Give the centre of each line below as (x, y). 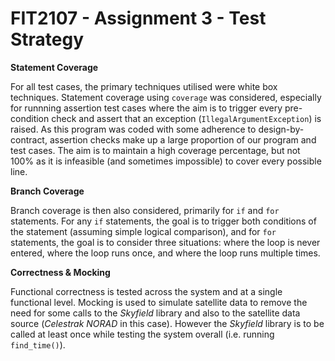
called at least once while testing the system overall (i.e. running (142, 334)
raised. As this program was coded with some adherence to (133, 129)
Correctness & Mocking (60, 272)
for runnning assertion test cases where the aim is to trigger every (146, 108)
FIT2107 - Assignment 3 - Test (138, 18)
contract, (29, 139)
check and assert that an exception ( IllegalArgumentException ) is (186, 118)
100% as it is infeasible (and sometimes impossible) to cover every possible (166, 161)
